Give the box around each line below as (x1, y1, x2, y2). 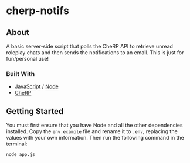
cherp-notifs (6, 4, 69, 18)
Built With (6, 70, 35, 78)
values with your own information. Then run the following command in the (6, 134, 185, 141)
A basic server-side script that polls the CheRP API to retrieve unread (6, 43, 173, 50)
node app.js (6, 152, 35, 158)
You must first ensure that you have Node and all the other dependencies (6, 122, 183, 129)
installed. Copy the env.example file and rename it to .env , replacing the (6, 128, 178, 135)
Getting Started (6, 106, 64, 116)
